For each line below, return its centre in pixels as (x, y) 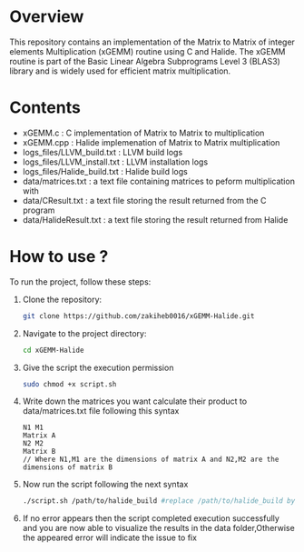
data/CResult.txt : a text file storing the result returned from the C (144, 200)
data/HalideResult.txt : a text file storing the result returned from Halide (155, 219)
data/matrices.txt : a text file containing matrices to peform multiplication (158, 181)
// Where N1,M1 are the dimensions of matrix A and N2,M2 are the (151, 460)
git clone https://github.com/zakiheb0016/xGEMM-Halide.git (138, 316)
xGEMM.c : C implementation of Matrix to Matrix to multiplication (143, 133)
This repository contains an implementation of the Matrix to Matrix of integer (152, 42)
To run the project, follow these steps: (80, 281)
